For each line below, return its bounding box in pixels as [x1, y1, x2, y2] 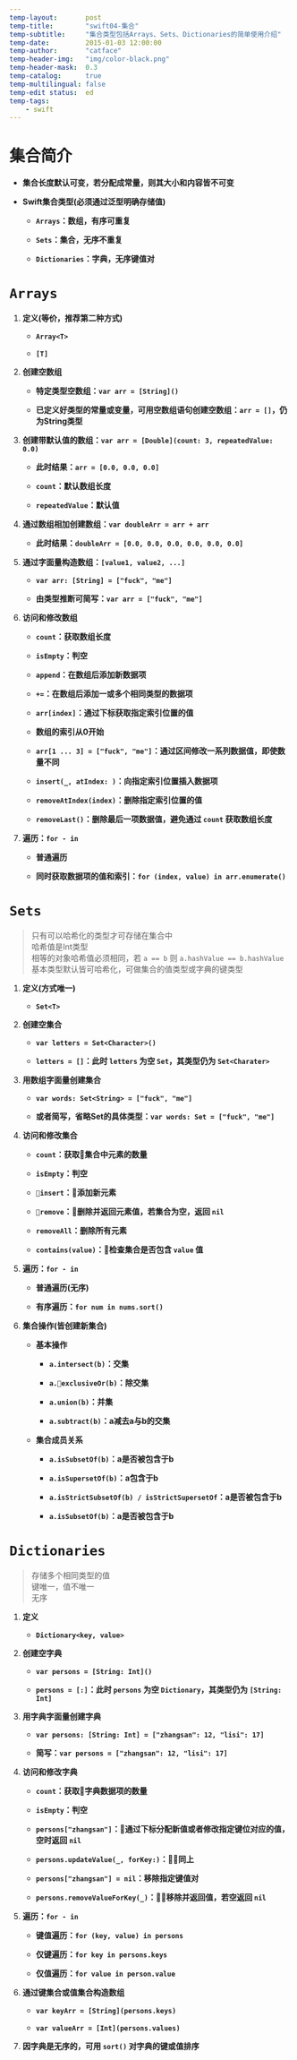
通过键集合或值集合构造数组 [21, 1987, 125, 1997]
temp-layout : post [9, 13, 102, 22]
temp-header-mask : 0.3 [9, 64, 98, 73]
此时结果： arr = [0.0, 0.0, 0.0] [35, 462, 159, 473]
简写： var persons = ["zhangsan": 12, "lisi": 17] [35, 1747, 228, 1758]
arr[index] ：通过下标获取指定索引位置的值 [35, 708, 194, 718]
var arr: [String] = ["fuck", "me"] [35, 577, 173, 586]
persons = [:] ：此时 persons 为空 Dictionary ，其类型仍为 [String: [35, 1685, 282, 1695]
